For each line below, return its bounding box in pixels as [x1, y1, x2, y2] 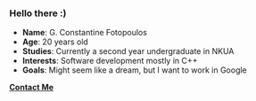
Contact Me [9, 82, 54, 93]
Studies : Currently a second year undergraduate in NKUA [21, 46, 235, 57]
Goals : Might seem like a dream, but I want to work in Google [21, 65, 247, 75]
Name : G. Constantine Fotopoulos [21, 27, 147, 38]
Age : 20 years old [21, 36, 89, 47]
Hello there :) [9, 7, 67, 19]
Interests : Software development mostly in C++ [21, 56, 198, 66]
